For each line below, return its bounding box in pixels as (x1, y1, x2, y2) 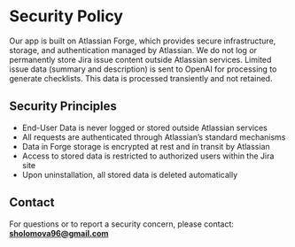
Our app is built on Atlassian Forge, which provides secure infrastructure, (9, 35, 276, 46)
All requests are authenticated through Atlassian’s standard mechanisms (21, 131, 286, 143)
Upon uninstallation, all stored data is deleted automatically (21, 169, 238, 180)
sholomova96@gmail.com (9, 228, 109, 238)
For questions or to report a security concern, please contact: (9, 219, 235, 229)
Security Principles (9, 99, 118, 114)
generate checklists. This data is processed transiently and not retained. (9, 73, 273, 83)
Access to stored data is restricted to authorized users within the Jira (21, 151, 275, 161)
